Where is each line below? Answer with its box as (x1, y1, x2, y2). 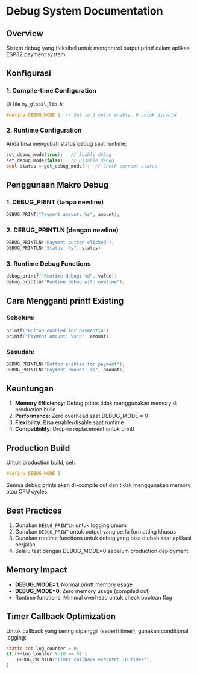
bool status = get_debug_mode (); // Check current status (6, 163, 158, 169)
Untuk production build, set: (6, 459, 75, 466)
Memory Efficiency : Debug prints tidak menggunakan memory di (14, 399, 178, 407)
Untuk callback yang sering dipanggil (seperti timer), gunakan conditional (6, 627, 189, 635)
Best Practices (6, 505, 62, 515)
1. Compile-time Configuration (6, 87, 96, 95)
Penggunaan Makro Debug (6, 180, 109, 190)
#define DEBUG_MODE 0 (6, 471, 61, 477)
